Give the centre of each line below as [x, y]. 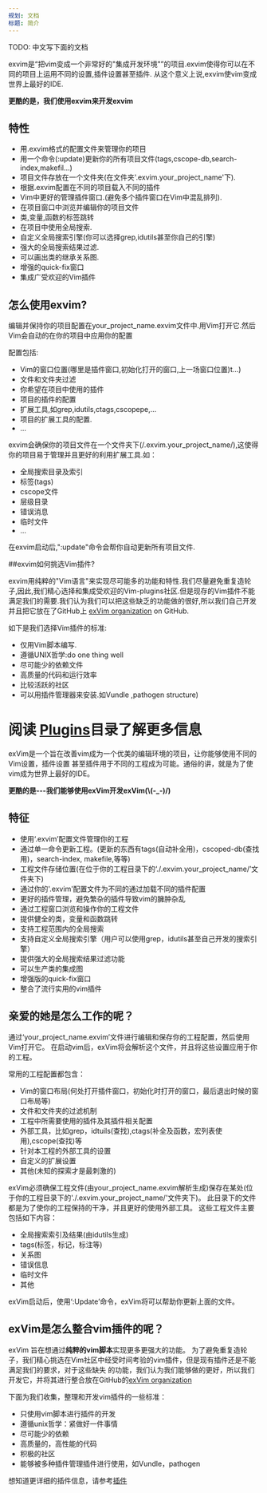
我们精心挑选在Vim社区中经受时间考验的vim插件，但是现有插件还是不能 [139, 1360]
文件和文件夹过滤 [48, 379]
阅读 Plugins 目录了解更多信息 [105, 730]
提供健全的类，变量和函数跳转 [69, 918]
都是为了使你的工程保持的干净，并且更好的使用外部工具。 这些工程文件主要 [132, 1207]
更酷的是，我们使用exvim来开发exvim [71, 101]
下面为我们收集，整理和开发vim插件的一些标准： [88, 1396]
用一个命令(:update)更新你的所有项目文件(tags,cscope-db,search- [128, 159]
